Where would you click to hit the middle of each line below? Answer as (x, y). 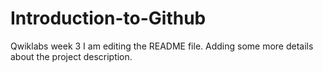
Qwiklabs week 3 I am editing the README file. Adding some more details (162, 46)
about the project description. (71, 56)
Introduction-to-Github (108, 18)
